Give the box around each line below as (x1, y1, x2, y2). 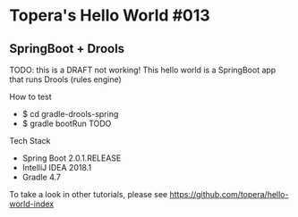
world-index (9, 198, 55, 209)
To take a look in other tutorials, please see (9, 189, 168, 199)
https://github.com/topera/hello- (169, 189, 289, 199)
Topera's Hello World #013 (9, 5, 210, 26)
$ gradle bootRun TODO (21, 118, 112, 129)
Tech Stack (9, 136, 51, 146)
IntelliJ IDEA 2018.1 (21, 163, 92, 172)
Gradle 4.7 (21, 171, 61, 182)
